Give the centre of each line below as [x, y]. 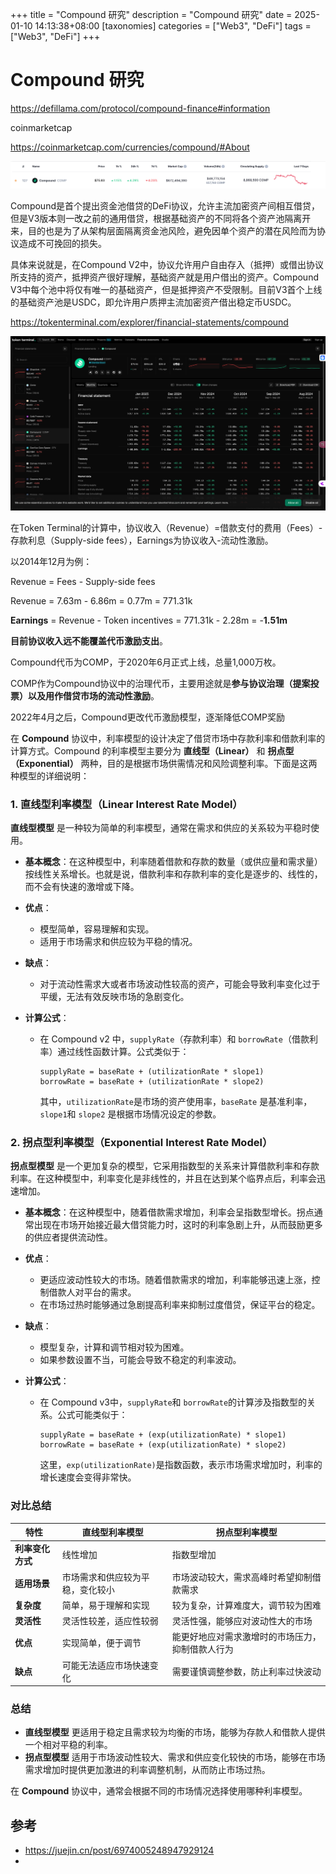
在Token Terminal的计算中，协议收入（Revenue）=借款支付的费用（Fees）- [166, 527]
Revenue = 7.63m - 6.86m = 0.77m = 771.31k [101, 600]
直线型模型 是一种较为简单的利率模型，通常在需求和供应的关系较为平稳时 [160, 828]
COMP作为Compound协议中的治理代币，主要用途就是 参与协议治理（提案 [160, 683]
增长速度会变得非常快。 [88, 1477]
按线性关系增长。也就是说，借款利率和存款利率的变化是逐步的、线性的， [173, 874]
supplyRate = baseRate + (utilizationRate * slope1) [152, 1072]
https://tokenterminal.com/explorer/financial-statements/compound [149, 322]
